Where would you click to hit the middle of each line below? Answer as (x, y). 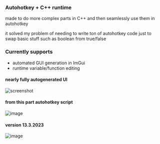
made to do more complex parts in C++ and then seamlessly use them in (80, 19)
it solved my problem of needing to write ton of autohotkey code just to (78, 34)
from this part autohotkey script (39, 102)
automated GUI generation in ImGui (49, 63)
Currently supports (29, 52)
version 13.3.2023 (24, 125)
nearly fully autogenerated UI (36, 80)
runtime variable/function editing (46, 68)
